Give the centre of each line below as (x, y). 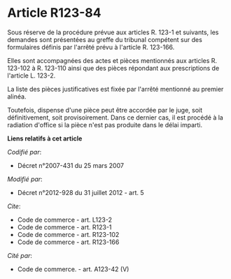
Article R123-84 (54, 13)
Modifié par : (25, 179)
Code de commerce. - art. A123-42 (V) (73, 269)
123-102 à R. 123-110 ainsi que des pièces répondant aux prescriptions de (113, 68)
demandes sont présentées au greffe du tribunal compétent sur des (105, 39)
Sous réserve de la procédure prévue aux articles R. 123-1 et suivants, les (113, 32)
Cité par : (20, 255)
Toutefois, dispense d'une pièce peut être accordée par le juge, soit (105, 110)
